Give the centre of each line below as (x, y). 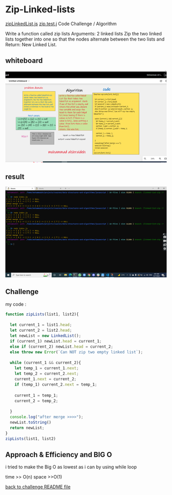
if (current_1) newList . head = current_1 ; (56, 341)
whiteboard (24, 61)
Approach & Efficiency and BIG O (59, 455)
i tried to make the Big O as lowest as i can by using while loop (71, 467)
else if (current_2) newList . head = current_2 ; (62, 347)
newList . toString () (31, 423)
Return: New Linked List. (31, 44)
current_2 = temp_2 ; (36, 401)
